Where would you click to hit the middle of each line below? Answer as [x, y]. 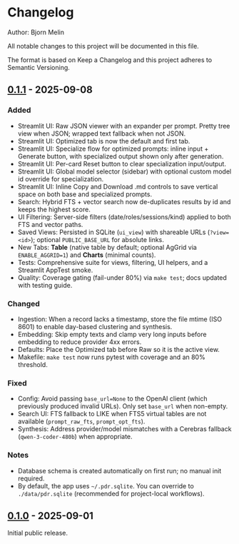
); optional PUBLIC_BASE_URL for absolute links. [97, 239]
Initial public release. [38, 533]
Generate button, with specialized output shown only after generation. [121, 156]
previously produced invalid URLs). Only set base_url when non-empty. [123, 406]
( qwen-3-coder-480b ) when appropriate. [75, 437]
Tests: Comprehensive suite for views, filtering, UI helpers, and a [113, 262]
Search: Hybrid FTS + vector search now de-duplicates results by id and [124, 201]
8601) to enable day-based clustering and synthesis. [95, 326]
